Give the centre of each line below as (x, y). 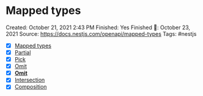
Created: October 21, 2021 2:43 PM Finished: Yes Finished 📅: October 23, (98, 27)
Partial (23, 53)
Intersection (30, 80)
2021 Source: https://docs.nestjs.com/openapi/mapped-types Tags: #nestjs (101, 33)
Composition (31, 87)
